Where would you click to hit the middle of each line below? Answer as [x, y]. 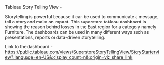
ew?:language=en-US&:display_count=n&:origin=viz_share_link [69, 57]
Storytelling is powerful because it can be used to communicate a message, [82, 16]
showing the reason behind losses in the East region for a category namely [81, 27]
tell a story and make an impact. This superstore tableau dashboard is [76, 22]
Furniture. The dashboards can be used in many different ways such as [77, 32]
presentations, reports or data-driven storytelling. [55, 37]
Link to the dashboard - [29, 47]
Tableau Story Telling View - [34, 7]
